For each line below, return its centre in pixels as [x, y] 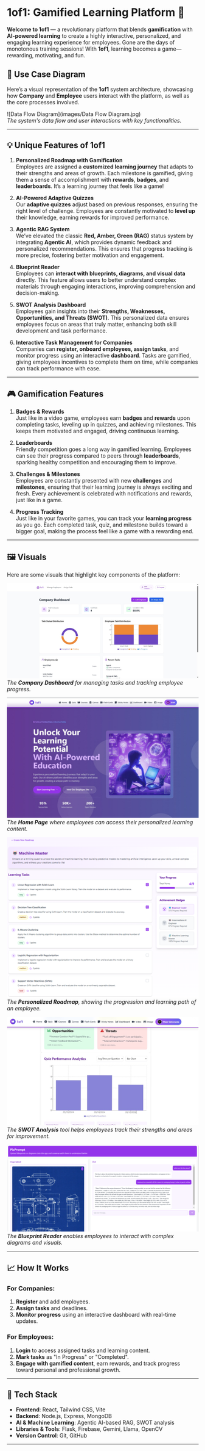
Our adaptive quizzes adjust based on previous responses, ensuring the [107, 204]
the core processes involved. [43, 102]
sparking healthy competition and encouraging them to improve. [96, 463]
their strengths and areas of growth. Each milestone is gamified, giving [104, 173]
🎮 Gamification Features [55, 394]
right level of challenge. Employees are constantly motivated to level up [105, 211]
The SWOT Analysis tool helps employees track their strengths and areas [100, 1129]
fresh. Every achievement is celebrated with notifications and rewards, [104, 494]
